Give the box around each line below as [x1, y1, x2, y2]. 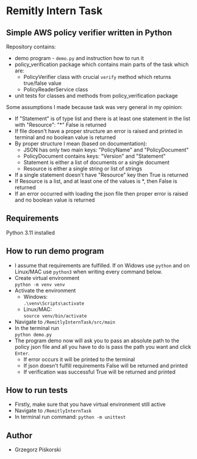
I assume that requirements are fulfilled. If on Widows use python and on [14, 262, 190, 269]
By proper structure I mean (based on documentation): [14, 140, 148, 147]
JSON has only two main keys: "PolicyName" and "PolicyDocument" [23, 146, 189, 153]
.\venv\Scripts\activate [23, 301, 85, 306]
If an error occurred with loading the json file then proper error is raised [14, 190, 188, 197]
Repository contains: [6, 43, 56, 50]
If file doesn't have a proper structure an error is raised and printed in [14, 128, 183, 134]
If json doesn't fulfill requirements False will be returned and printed [23, 362, 188, 369]
